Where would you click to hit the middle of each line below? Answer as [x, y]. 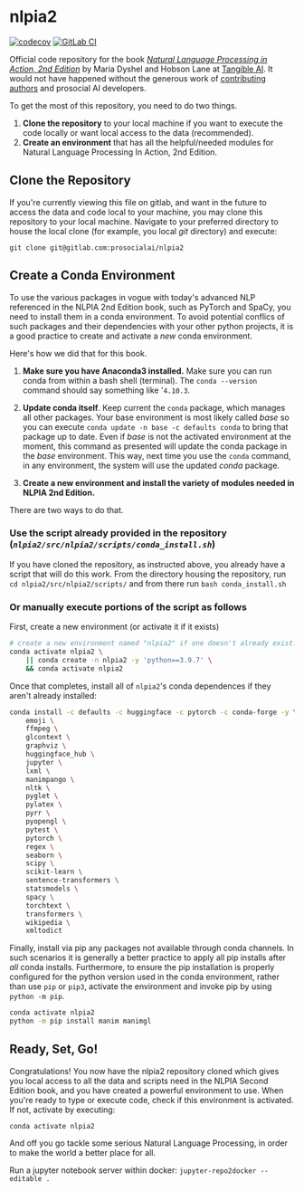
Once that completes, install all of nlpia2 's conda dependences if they [140, 686]
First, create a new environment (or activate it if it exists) [114, 627]
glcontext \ [48, 738]
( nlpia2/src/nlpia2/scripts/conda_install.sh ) [112, 545]
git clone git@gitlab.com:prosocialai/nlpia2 [96, 248]
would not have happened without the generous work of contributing [138, 78]
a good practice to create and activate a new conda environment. [131, 336]
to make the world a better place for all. [83, 1152]
